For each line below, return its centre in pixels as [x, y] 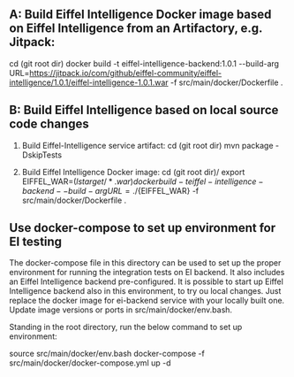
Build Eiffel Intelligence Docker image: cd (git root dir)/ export [133, 172]
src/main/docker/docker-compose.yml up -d [90, 363]
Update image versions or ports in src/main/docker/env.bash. [121, 310]
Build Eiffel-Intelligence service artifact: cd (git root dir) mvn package [147, 145]
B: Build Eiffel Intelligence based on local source [144, 110]
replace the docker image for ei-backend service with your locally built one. [147, 301]
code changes [49, 124]
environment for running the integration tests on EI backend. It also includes [147, 273]
